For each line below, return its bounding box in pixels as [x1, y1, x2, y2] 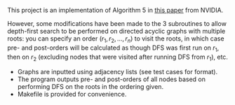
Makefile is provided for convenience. [17, 90, 127, 99]
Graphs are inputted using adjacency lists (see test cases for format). [17, 68, 218, 76]
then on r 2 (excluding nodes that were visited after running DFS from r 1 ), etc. [7, 52, 228, 62]
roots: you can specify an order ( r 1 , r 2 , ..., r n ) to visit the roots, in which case [7, 34, 224, 44]
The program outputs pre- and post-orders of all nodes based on [17, 75, 206, 83]
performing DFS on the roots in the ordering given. [17, 83, 163, 91]
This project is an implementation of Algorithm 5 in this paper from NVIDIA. [7, 6, 224, 14]
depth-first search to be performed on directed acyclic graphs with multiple [7, 27, 226, 35]
